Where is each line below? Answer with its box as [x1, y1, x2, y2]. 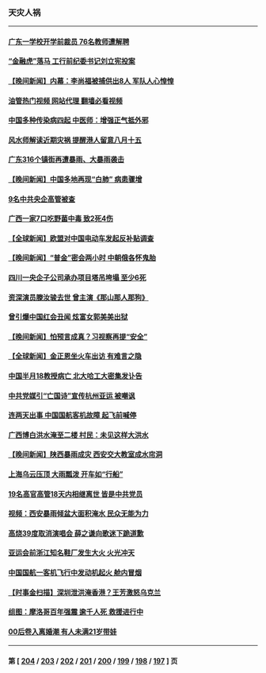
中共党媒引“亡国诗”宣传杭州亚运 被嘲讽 [8, 391, 136, 400]
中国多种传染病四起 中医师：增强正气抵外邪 [8, 115, 149, 125]
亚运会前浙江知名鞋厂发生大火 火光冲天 [8, 548, 135, 558]
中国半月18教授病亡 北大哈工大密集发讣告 [8, 371, 142, 381]
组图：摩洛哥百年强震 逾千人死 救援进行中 [8, 607, 144, 617]
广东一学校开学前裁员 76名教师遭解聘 [8, 37, 130, 46]
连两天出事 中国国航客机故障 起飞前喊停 [8, 411, 137, 420]
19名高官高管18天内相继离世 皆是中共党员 [8, 489, 143, 498]
